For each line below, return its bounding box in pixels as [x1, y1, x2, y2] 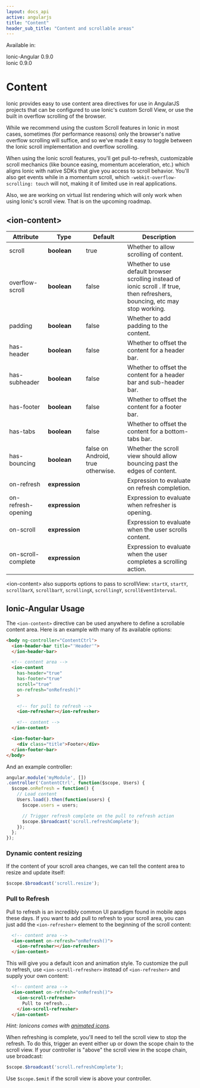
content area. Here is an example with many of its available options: [6, 626, 172, 633]
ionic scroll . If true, [127, 282, 181, 290]
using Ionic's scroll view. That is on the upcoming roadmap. [6, 198, 152, 205]
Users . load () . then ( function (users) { [17, 797, 111, 803]
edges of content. [127, 467, 177, 475]
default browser [127, 267, 172, 276]
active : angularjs [6, 14, 52, 20]
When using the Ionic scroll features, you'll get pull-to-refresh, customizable [6, 155, 193, 162]
